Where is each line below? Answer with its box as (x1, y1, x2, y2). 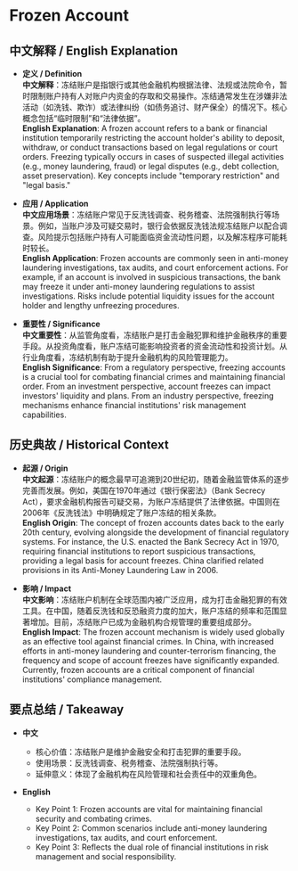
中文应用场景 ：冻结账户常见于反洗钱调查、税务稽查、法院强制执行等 (21, 210, 272, 219)
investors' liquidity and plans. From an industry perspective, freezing (21, 390, 274, 401)
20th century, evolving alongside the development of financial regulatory (21, 527, 289, 538)
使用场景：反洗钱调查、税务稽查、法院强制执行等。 (35, 757, 223, 768)
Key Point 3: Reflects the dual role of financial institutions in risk (35, 842, 269, 852)
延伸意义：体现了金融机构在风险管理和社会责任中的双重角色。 (35, 768, 262, 779)
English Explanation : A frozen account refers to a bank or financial (21, 123, 268, 134)
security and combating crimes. (35, 813, 153, 824)
